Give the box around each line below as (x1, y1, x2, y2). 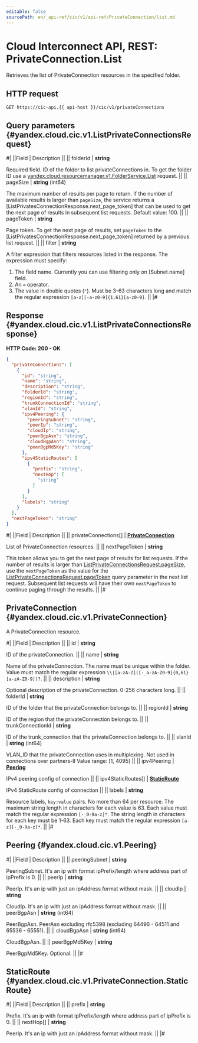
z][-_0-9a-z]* (6, 824, 41, 830)
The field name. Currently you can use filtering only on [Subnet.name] (14, 268, 185, 275)
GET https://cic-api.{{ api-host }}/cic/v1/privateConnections (6, 105, 165, 111)
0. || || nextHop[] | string (6, 1019, 66, 1026)
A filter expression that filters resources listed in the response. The (6, 251, 168, 258)
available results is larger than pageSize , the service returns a (6, 196, 154, 204)
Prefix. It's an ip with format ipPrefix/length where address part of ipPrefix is (6, 1012, 191, 1019)
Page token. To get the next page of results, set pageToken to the (6, 227, 162, 234)
